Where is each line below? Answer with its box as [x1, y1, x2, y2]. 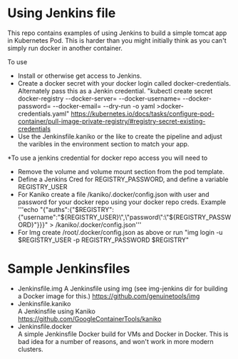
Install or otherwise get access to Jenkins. [17, 71, 143, 80]
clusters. [17, 345, 44, 353]
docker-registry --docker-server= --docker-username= [17, 94, 182, 103]
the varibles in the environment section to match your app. [17, 139, 190, 148]
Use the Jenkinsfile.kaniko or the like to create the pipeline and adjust [17, 132, 222, 141]
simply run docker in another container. [7, 44, 123, 52]
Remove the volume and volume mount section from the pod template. [17, 167, 224, 176]
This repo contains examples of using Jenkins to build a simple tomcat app [7, 29, 227, 37]
